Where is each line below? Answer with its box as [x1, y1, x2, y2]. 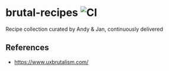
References [5, 43, 49, 53]
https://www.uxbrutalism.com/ [14, 58, 89, 65]
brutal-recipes [5, 6, 78, 20]
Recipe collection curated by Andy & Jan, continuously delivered [5, 25, 164, 33]
